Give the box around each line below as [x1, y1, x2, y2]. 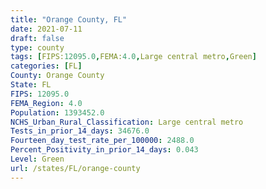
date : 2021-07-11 [10, 24, 83, 34]
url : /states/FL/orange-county [10, 163, 141, 173]
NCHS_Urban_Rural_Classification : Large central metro [10, 117, 244, 127]
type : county [10, 42, 65, 53]
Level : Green [10, 154, 65, 164]
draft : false [10, 33, 65, 43]
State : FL [10, 80, 52, 90]
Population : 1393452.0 [10, 107, 105, 118]
